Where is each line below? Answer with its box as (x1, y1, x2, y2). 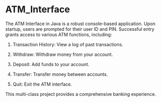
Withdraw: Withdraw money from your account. (12, 51, 113, 57)
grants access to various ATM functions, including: (5, 31, 112, 37)
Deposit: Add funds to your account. (12, 61, 89, 67)
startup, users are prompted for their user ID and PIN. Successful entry (5, 26, 155, 32)
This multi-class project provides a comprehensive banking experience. (5, 91, 156, 97)
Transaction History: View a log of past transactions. (12, 41, 124, 47)
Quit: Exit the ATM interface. (12, 81, 73, 87)
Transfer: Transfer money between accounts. (12, 71, 108, 77)
